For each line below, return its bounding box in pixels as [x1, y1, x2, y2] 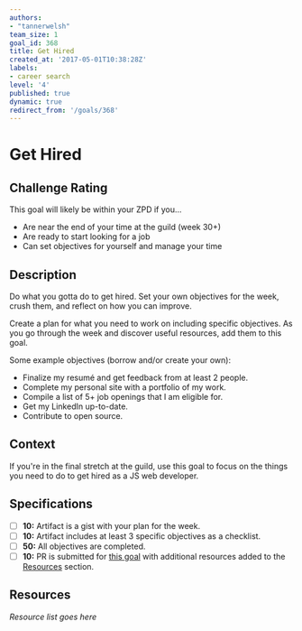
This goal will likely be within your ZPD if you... [9, 204, 182, 215]
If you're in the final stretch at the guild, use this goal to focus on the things [9, 460, 288, 471]
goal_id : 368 [9, 38, 59, 48]
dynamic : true [9, 97, 63, 107]
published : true [9, 88, 70, 97]
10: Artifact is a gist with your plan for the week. [22, 520, 201, 531]
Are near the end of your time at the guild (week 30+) [22, 222, 222, 233]
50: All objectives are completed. [22, 541, 146, 552]
